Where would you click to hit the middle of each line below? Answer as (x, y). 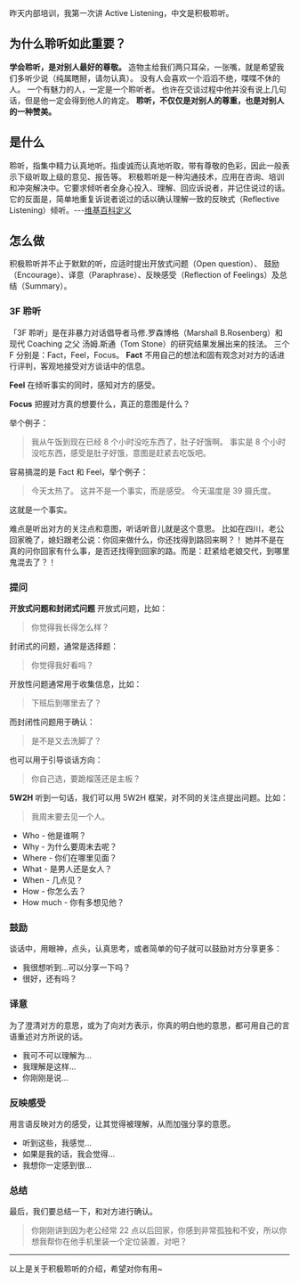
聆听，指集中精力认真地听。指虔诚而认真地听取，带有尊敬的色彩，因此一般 (145, 165)
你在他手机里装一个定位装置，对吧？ (121, 1242)
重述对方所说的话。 (52, 1036)
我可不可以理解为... (57, 1055)
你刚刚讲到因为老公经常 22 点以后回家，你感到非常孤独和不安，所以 (155, 1230)
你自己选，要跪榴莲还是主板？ (85, 779)
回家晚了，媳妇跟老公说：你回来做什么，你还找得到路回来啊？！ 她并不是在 (147, 539)
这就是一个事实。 (40, 510)
